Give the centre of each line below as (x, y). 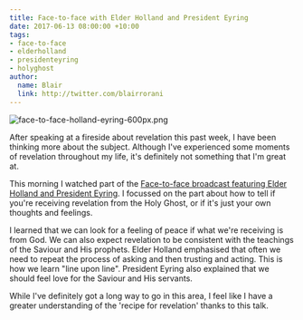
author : (24, 77)
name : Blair (40, 85)
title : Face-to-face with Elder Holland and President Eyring (129, 18)
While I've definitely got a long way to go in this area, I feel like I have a (141, 296)
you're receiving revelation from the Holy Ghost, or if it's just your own (140, 203)
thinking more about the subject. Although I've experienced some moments (150, 147)
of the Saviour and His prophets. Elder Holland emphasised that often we (145, 249)
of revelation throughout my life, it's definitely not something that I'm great (148, 156)
